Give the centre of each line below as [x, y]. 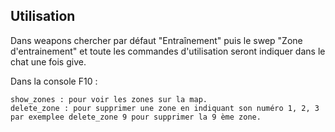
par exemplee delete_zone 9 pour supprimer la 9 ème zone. [136, 117]
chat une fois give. [48, 61]
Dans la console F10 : [54, 81]
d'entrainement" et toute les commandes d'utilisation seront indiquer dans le [168, 51]
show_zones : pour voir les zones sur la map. [109, 99]
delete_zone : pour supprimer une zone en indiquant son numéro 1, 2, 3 [165, 108]
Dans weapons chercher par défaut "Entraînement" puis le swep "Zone [156, 40]
